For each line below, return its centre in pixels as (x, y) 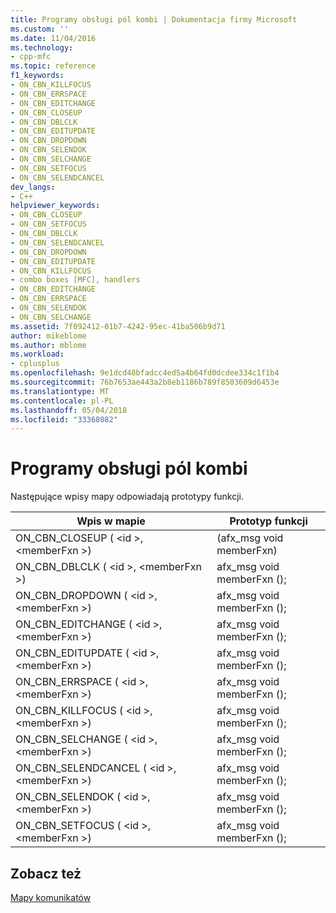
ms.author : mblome (48, 345)
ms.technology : (42, 47)
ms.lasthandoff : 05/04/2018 (69, 410)
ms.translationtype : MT (60, 391)
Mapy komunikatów (51, 897)
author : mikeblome (48, 336)
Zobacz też (46, 873)
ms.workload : (37, 354)
